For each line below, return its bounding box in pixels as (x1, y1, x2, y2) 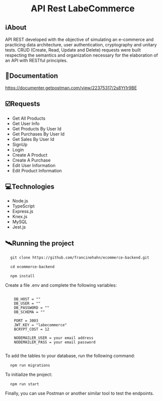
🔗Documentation (5, 72, 58, 80)
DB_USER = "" (14, 301, 41, 306)
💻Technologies (5, 183, 55, 191)
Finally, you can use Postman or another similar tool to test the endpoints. (5, 390, 154, 397)
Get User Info (12, 120, 40, 126)
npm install (10, 274, 35, 279)
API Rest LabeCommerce (31, 3, 135, 14)
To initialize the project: (5, 371, 53, 377)
